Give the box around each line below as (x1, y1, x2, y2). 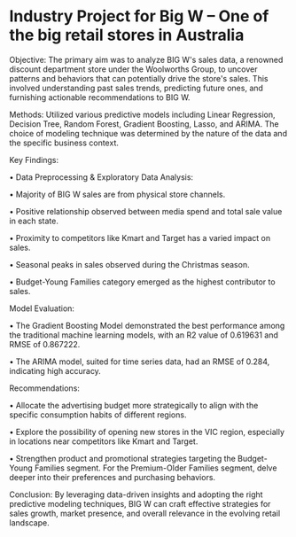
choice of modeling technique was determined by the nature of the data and (9, 128, 288, 138)
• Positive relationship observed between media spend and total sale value (9, 206, 283, 216)
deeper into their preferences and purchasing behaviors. (9, 471, 215, 482)
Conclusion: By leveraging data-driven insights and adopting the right (9, 489, 263, 500)
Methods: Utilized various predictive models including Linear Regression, (9, 109, 276, 120)
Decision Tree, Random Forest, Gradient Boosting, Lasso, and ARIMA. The (9, 118, 279, 129)
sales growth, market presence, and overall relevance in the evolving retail (9, 508, 281, 518)
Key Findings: (9, 154, 59, 165)
